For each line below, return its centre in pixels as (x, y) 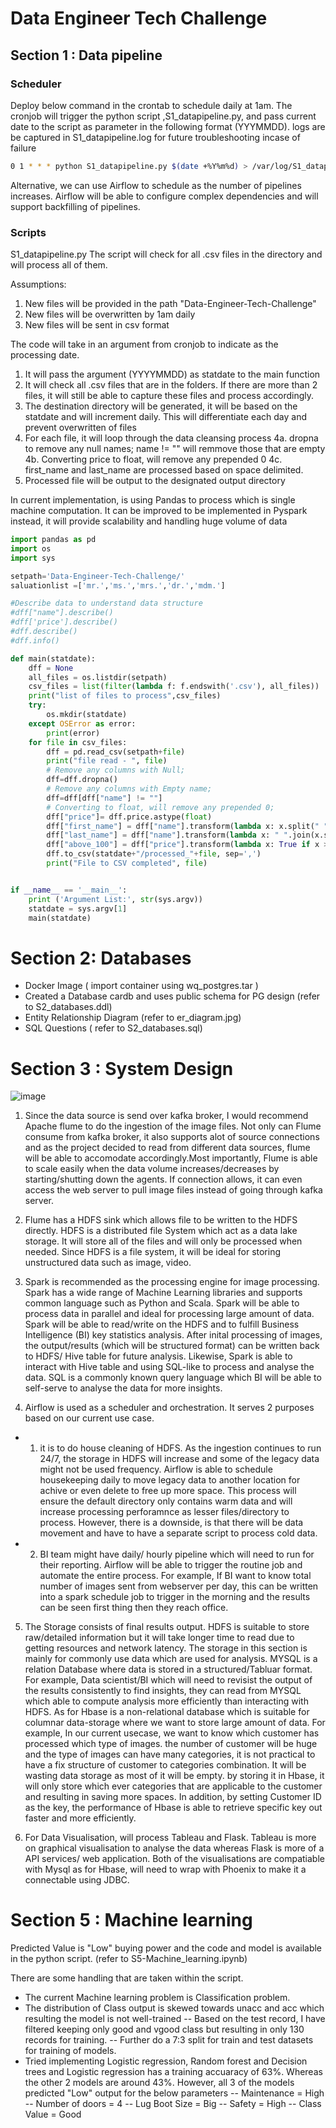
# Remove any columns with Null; (116, 770)
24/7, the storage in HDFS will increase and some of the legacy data (179, 1459)
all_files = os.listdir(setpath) (98, 677)
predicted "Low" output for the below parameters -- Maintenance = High (174, 2093)
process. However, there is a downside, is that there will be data (171, 1523)
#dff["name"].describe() (62, 613)
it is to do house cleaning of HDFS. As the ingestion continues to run (180, 1448)
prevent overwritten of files (80, 428)
